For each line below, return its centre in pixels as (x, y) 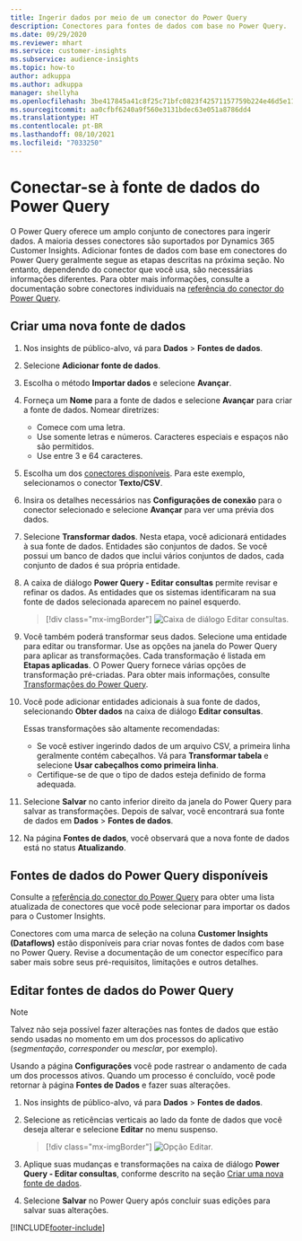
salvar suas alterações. (66, 1210)
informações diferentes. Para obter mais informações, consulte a (130, 278)
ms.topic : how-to (43, 68)
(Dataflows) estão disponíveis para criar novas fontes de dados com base (147, 943)
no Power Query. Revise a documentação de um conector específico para (147, 953)
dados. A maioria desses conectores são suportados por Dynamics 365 (142, 241)
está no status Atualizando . (74, 847)
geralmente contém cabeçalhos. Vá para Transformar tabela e (152, 755)
